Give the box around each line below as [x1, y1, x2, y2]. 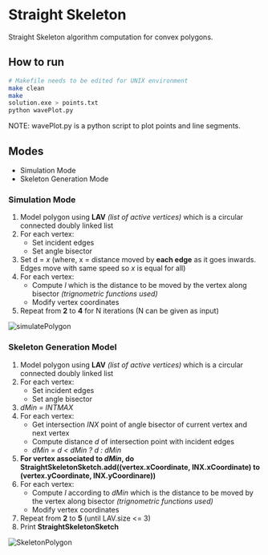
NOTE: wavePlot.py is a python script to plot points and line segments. [8, 121, 241, 131]
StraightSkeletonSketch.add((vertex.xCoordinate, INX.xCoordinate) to [19, 462, 261, 472]
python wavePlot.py [8, 107, 74, 115]
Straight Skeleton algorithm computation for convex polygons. [8, 32, 213, 42]
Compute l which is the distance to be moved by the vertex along [31, 281, 247, 290]
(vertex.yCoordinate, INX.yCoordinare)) [19, 471, 156, 480]
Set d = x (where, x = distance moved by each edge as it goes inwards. [19, 255, 257, 265]
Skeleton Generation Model [8, 342, 117, 353]
